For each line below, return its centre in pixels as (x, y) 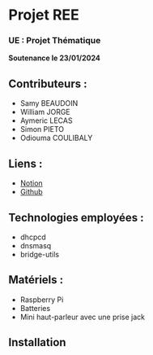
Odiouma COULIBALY (56, 138)
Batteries (35, 308)
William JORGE (45, 112)
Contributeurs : (48, 83)
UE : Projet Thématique (55, 41)
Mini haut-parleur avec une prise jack (83, 317)
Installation (37, 342)
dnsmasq (36, 245)
